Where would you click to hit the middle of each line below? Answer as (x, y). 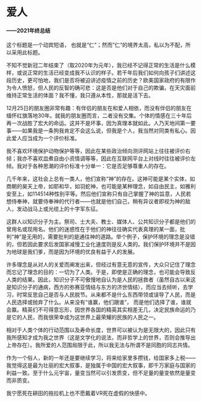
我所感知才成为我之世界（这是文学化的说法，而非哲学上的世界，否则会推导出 (101, 338)
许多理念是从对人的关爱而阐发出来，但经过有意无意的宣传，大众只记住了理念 (101, 265)
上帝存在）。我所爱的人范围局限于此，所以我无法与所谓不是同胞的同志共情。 (100, 345)
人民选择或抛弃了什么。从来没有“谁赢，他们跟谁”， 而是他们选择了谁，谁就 (99, 302)
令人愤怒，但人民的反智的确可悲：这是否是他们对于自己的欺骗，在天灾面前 (103, 88)
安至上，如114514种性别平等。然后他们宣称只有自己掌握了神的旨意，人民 (96, 194)
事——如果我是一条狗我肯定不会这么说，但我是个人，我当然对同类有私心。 (98, 131)
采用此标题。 (27, 52)
